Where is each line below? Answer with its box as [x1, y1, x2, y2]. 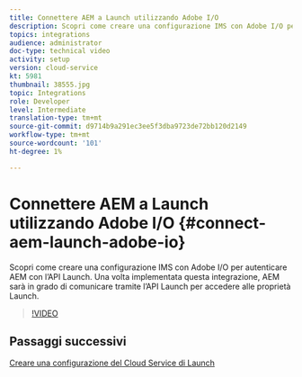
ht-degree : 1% [9, 147, 63, 156]
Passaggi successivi [9, 334, 128, 349]
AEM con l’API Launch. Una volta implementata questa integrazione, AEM [9, 271, 280, 282]
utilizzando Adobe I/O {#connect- [9, 212, 267, 233]
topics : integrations [9, 30, 91, 39]
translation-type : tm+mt [9, 113, 102, 122]
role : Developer [9, 96, 70, 106]
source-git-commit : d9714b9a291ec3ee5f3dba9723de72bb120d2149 [9, 122, 247, 131]
